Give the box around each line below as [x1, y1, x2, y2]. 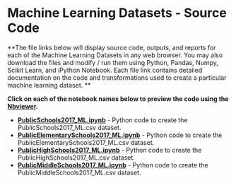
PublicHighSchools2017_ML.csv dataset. [17, 153, 136, 162]
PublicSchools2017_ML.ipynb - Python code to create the [17, 115, 188, 124]
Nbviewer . [7, 102, 39, 110]
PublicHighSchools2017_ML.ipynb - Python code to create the [17, 146, 202, 154]
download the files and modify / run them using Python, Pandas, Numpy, [7, 58, 219, 66]
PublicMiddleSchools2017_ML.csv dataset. [17, 168, 141, 177]
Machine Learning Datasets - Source [7, 5, 228, 21]
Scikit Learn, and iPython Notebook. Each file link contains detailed [7, 66, 203, 74]
